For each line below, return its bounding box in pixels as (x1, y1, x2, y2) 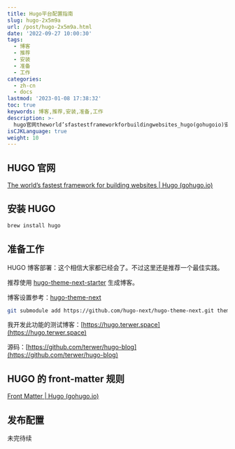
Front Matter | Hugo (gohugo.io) (7, 392, 99, 401)
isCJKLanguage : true (7, 128, 68, 135)
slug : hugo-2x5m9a (7, 17, 61, 24)
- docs (13, 88, 33, 95)
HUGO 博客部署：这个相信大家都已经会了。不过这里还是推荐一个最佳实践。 (7, 263, 224, 272)
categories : (7, 75, 42, 83)
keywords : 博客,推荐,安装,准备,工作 (7, 108, 104, 115)
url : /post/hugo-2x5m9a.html (7, 23, 92, 30)
